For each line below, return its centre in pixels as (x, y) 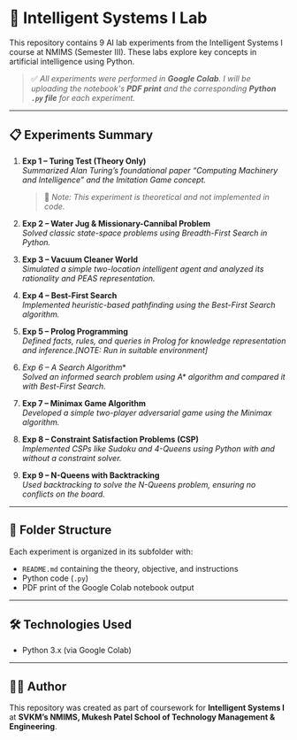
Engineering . (33, 727)
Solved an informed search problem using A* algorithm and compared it (153, 376)
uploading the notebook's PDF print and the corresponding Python (153, 89)
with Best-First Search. (64, 386)
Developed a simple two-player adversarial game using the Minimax (147, 412)
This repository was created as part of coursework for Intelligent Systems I (147, 708)
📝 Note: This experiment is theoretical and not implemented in (156, 197)
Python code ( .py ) (55, 578)
